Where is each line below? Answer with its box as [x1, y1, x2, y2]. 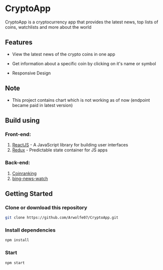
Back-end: [5, 159, 30, 166]
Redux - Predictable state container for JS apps [12, 147, 108, 153]
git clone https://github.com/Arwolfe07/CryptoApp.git [5, 215, 119, 220]
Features [5, 38, 33, 47]
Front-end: [5, 131, 31, 138]
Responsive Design [12, 70, 51, 76]
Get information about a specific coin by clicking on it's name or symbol [12, 60, 157, 66]
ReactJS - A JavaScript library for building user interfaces [12, 142, 128, 148]
